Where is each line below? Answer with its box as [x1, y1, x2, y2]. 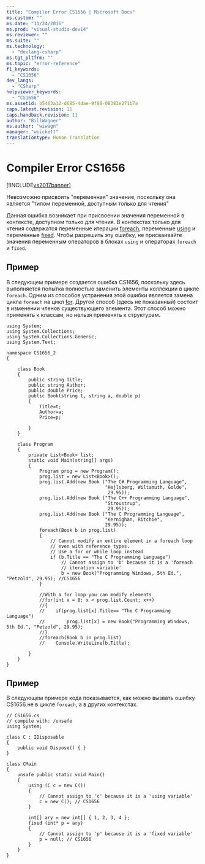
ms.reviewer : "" [6, 32, 48, 38]
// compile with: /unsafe [6, 718, 72, 725]
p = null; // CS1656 [39, 836, 92, 843]
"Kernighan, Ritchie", [105, 516, 163, 523]
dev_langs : [6, 77, 34, 84]
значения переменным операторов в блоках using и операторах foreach [6, 238, 196, 245]
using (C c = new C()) [28, 782, 86, 789]
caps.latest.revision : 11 [6, 106, 72, 112]
